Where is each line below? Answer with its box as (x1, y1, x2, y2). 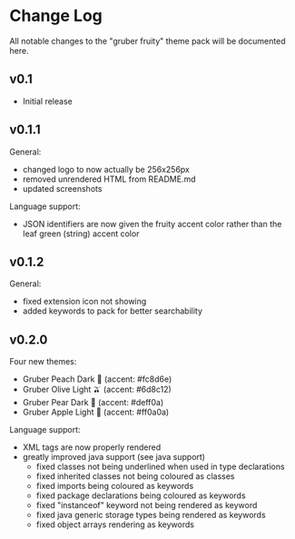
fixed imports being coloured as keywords (35, 481, 194, 492)
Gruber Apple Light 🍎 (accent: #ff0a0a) (22, 406, 170, 418)
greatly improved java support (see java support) (22, 452, 206, 463)
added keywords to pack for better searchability (22, 305, 202, 316)
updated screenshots (22, 183, 103, 194)
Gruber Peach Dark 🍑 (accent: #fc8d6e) (22, 374, 172, 384)
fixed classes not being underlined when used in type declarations (35, 461, 285, 473)
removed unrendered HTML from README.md (22, 174, 196, 185)
